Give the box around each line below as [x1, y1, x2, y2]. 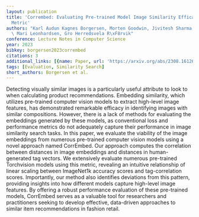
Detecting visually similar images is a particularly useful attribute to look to [6, 85, 188, 92]
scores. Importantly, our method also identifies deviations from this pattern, [6, 174, 190, 181]
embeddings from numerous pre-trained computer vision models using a [6, 136, 184, 143]
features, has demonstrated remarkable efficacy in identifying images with [6, 104, 188, 111]
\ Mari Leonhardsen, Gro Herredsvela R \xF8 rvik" [11, 31, 134, 37]
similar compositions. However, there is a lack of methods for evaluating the [6, 111, 191, 118]
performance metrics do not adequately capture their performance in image [6, 123, 191, 130]
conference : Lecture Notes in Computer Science [6, 36, 126, 42]
